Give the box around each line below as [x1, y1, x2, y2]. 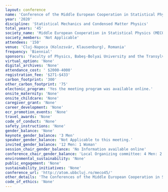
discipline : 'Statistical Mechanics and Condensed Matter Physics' [5, 21, 149, 26]
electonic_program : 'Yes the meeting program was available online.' [5, 86, 153, 91]
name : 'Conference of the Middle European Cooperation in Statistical [5, 12, 155, 17]
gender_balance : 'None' [5, 128, 55, 133]
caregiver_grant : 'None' [5, 100, 57, 105]
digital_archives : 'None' [5, 63, 59, 68]
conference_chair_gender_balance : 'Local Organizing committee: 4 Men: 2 [5, 151, 162, 156]
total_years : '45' [5, 26, 43, 31]
